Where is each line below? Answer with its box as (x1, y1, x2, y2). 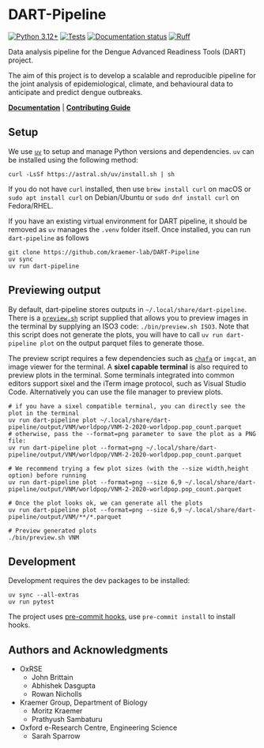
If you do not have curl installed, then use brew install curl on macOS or (8, 184, 251, 194)
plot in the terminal (8, 409, 80, 417)
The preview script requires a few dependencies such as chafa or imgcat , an (8, 353, 257, 363)
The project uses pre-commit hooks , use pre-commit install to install (8, 612, 236, 622)
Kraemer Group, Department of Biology (19, 697, 148, 708)
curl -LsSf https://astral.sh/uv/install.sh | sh (8, 170, 175, 179)
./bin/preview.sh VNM (8, 533, 80, 542)
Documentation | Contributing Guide (8, 103, 131, 112)
